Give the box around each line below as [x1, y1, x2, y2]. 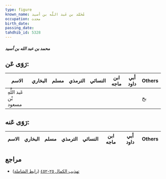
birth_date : [5, 21, 30, 26]
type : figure [5, 7, 32, 12]
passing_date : [5, 26, 35, 31]
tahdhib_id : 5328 [5, 30, 41, 35]
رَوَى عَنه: [5, 118, 30, 126]
